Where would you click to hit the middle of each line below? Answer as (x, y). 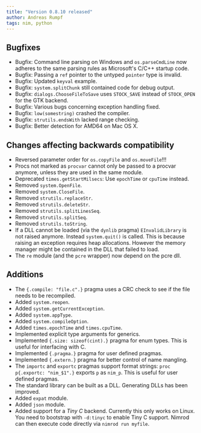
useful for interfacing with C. (50, 347)
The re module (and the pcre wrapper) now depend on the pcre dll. (98, 256)
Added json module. (40, 404)
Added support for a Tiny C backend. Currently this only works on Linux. (105, 411)
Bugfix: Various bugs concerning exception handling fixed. (88, 107)
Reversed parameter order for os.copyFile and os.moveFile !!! (91, 160)
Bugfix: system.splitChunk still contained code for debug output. (95, 87)
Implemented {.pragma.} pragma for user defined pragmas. (89, 353)
